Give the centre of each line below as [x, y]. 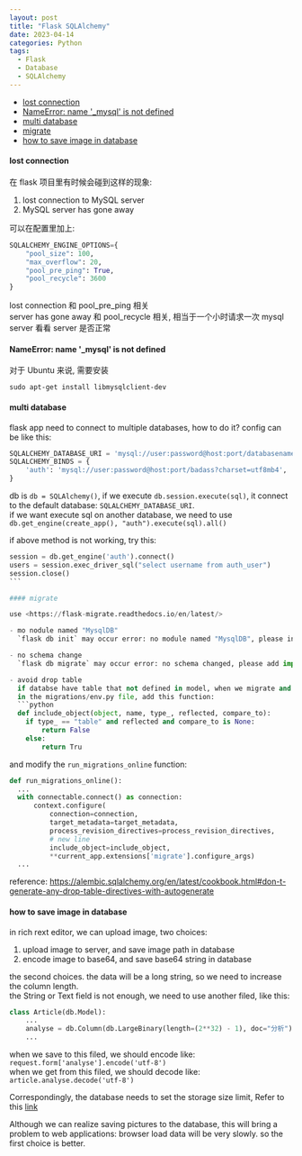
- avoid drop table [46, 680]
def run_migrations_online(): [66, 780]
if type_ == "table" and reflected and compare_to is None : [140, 722]
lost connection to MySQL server [84, 200]
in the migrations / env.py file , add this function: [116, 696]
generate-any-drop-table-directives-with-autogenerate [111, 891]
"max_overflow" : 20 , [64, 262]
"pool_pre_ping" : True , [70, 270]
